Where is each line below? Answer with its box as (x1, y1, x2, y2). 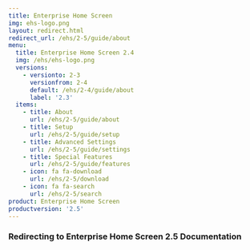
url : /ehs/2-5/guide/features (29, 161, 131, 169)
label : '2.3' (29, 93, 74, 101)
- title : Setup (22, 123, 74, 131)
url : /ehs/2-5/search (29, 189, 103, 198)
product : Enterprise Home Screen (8, 197, 120, 205)
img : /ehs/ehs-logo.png (15, 57, 95, 65)
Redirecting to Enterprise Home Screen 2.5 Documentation (8, 231, 242, 242)
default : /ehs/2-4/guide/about (29, 85, 135, 94)
